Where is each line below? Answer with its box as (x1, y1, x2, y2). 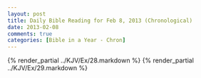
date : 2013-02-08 (7, 23, 59, 30)
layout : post (7, 10, 46, 18)
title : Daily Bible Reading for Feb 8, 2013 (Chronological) (7, 17, 193, 24)
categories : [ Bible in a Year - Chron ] (7, 37, 126, 44)
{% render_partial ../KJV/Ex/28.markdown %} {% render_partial (7, 56, 195, 65)
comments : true (7, 30, 53, 38)
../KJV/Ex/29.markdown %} (7, 64, 88, 72)
